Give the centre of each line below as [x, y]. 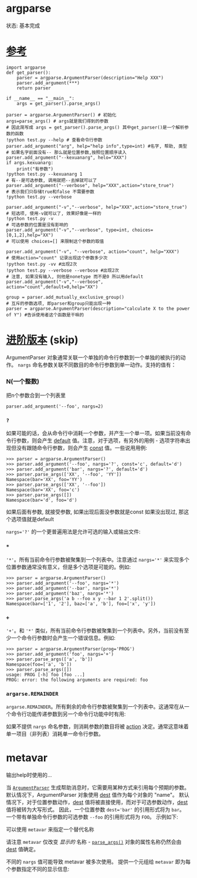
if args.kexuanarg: [30, 163]
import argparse [26, 67]
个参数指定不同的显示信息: [38, 869]
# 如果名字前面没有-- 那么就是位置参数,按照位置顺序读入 [67, 152]
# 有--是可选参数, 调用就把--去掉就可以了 [52, 180]
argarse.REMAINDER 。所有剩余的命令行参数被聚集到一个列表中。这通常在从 [95, 707]
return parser [34, 88]
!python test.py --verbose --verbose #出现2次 [62, 270]
